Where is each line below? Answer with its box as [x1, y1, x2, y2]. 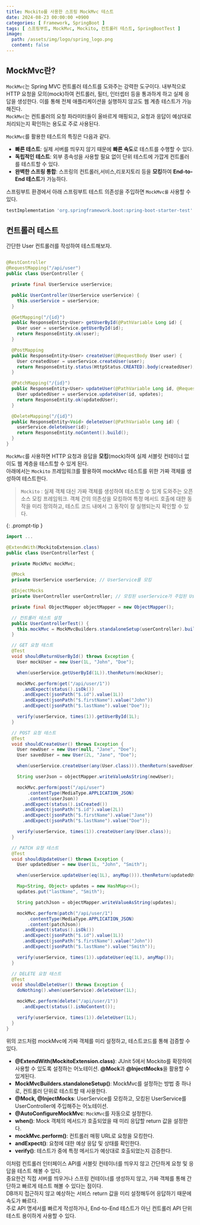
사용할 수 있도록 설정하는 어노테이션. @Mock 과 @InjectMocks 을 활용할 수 [14, 1065, 190, 1072]
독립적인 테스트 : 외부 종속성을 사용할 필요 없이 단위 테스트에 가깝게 [14, 153, 169, 160]
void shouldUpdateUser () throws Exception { [11, 856, 124, 862]
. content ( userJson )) [27, 795, 79, 801]
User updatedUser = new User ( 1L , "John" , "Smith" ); [17, 862, 148, 868]
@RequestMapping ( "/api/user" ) [6, 265, 82, 271]
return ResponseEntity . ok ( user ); [17, 331, 100, 337]
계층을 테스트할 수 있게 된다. [23, 460, 89, 467]
